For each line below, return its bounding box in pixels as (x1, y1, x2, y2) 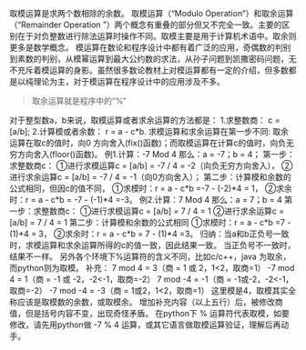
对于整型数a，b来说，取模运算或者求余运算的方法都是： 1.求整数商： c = (9, 115, 280, 125)
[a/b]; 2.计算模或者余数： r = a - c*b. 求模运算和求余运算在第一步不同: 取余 (9, 126, 290, 136)
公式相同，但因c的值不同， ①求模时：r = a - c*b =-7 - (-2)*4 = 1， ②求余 (9, 183, 293, 194)
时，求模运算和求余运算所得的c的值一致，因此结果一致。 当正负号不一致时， (9, 240, 296, 250)
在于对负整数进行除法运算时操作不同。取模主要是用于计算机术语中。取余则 (16, 31, 297, 41)
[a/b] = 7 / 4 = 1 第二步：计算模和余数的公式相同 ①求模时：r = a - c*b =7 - (9, 217, 291, 227)
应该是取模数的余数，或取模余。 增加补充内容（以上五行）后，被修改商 (16, 296, 283, 307)
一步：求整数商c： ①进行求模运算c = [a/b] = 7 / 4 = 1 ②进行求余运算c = (9, 205, 285, 216)
